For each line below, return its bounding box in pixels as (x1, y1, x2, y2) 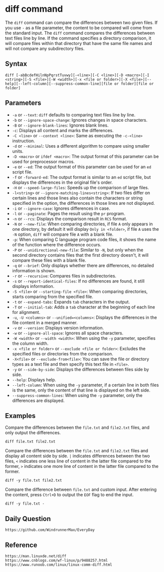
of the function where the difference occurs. (12, 242, 102, 247)
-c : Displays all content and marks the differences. (12, 127, 114, 133)
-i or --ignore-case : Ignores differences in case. (12, 205, 110, 211)
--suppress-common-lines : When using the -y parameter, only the (12, 392, 143, 398)
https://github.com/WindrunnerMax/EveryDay (5, 528, 95, 532)
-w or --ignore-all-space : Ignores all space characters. (12, 330, 123, 336)
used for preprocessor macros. (12, 158, 75, 164)
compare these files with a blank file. (12, 257, 86, 263)
